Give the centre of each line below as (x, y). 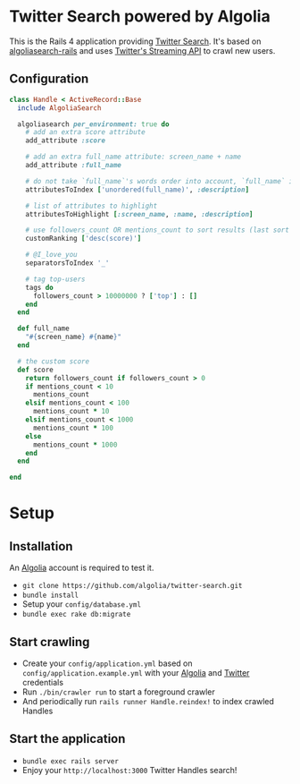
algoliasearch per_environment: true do (93, 124)
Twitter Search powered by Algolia (140, 17)
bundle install (50, 596)
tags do (39, 287)
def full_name (43, 328)
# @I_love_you (51, 255)
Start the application (67, 739)
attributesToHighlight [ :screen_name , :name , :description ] (139, 214)
